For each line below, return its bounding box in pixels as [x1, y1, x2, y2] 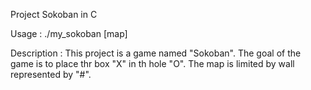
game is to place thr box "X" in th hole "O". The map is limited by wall [10, 58, 295, 69]
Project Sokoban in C [10, 9, 98, 20]
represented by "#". [10, 69, 92, 80]
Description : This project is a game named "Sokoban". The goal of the [10, 47, 302, 59]
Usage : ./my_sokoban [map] [10, 28, 128, 39]
